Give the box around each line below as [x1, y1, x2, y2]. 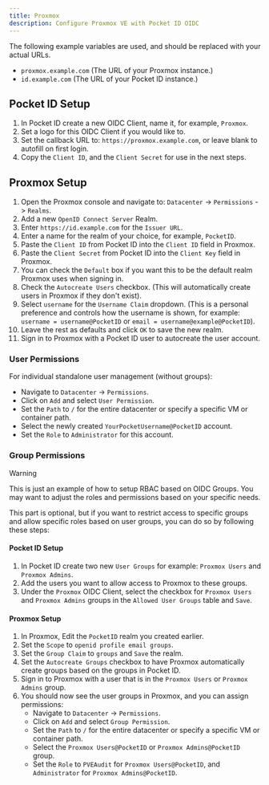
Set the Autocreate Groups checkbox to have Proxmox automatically [20, 657, 245, 667]
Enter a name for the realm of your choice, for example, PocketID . [20, 231, 237, 241]
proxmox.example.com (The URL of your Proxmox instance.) [20, 65, 214, 75]
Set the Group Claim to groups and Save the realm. [20, 649, 183, 658]
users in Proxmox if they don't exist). [20, 291, 143, 301]
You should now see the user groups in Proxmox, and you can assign [20, 691, 249, 701]
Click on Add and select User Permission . [20, 396, 155, 405]
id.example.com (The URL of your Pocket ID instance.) [20, 74, 199, 83]
